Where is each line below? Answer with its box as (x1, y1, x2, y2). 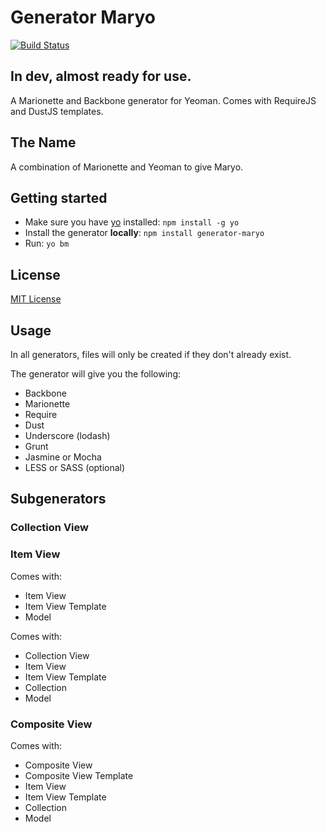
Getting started (10, 189, 108, 206)
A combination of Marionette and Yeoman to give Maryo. (10, 161, 244, 173)
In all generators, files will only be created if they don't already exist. (10, 349, 292, 360)
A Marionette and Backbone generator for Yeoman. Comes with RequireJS (10, 94, 317, 106)
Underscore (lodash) (24, 430, 111, 441)
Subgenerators (10, 491, 107, 508)
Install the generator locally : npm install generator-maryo (24, 227, 265, 239)
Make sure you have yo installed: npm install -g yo (24, 216, 240, 228)
